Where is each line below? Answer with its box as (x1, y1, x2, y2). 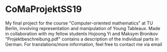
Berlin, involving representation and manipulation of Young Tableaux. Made (5, 25, 160, 31)
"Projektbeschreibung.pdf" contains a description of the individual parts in (5, 36, 159, 42)
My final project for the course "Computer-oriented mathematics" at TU (5, 20, 153, 26)
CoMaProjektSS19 (5, 3, 82, 15)
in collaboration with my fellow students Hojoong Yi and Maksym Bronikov (5, 30, 158, 36)
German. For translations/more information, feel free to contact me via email (5, 41, 162, 47)
